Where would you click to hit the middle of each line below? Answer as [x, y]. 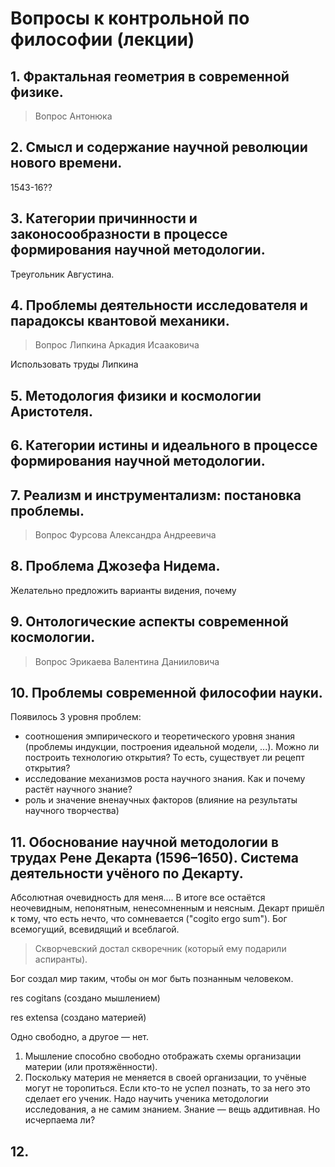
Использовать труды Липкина [74, 364]
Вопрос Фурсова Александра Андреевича [125, 535]
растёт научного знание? [78, 789]
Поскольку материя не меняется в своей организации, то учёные [165, 1078]
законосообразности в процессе [119, 234]
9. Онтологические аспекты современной [149, 622]
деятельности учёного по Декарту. [127, 873]
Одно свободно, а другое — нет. [79, 1037]
